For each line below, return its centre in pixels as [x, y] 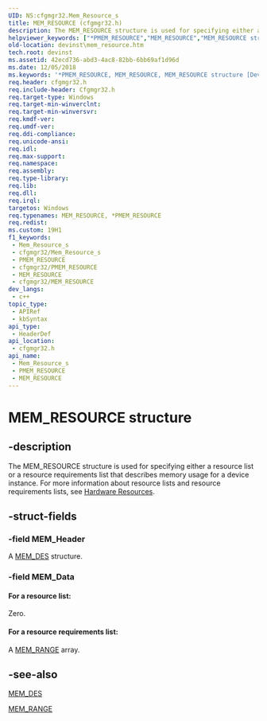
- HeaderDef [31, 334]
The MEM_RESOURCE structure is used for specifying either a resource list [131, 466]
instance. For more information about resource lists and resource [114, 483]
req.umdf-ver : [32, 127]
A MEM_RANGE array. [44, 649]
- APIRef [26, 311]
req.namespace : [33, 164]
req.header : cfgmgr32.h [48, 82]
